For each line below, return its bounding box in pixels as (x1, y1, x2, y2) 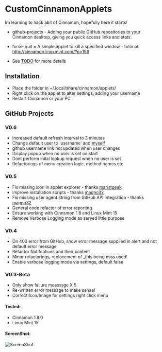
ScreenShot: (5, 331, 31, 336)
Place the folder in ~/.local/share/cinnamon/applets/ (12, 85, 116, 91)
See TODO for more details (12, 58, 66, 64)
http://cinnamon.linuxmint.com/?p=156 (12, 49, 90, 54)
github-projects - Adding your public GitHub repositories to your (12, 29, 141, 35)
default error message (12, 244, 57, 249)
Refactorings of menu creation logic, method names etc (12, 161, 124, 167)
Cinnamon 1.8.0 (12, 315, 43, 320)
